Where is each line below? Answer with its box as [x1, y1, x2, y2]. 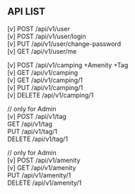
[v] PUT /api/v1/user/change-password [7, 39, 122, 48]
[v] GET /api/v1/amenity [7, 163, 76, 172]
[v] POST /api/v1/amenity [7, 156, 81, 164]
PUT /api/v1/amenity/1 [7, 171, 71, 179]
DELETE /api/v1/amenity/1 [7, 178, 82, 187]
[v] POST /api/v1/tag [7, 112, 67, 120]
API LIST [7, 6, 46, 18]
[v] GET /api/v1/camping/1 [7, 76, 83, 84]
